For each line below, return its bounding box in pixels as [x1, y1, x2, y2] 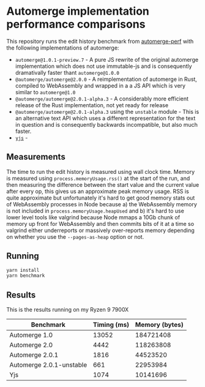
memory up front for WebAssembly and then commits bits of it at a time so [6, 220, 195, 227]
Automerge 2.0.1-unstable [9, 361, 88, 369]
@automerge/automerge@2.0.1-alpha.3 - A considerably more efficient [15, 95, 188, 102]
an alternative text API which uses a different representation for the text [15, 115, 196, 122]
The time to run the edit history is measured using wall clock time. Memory [6, 168, 195, 175]
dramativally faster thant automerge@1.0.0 [15, 69, 119, 76]
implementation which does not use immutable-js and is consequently [15, 62, 192, 70]
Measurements [6, 152, 65, 162]
